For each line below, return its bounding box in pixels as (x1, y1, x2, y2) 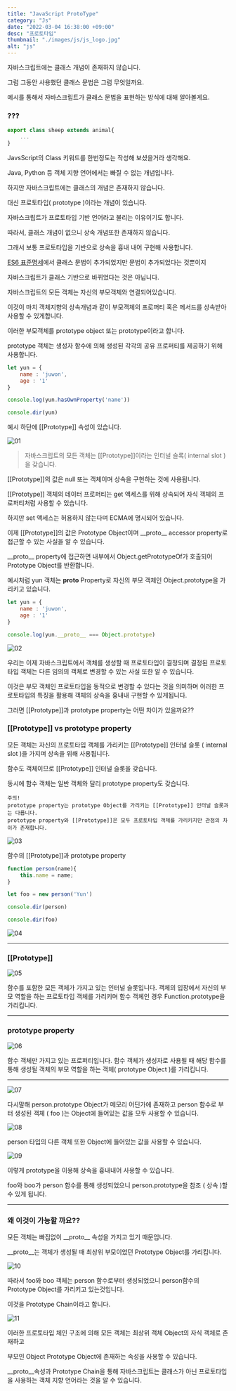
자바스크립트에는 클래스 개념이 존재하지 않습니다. (7, 63, 141, 71)
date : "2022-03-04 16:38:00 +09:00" (7, 23, 114, 30)
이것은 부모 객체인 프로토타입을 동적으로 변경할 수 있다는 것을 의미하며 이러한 (7, 682, 218, 691)
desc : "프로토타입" (7, 30, 57, 37)
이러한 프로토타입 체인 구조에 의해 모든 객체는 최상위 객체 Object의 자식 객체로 (7, 1328, 221, 1337)
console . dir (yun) (7, 409, 58, 417)
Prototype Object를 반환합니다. (7, 561, 95, 570)
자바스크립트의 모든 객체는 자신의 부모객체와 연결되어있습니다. (7, 287, 177, 296)
